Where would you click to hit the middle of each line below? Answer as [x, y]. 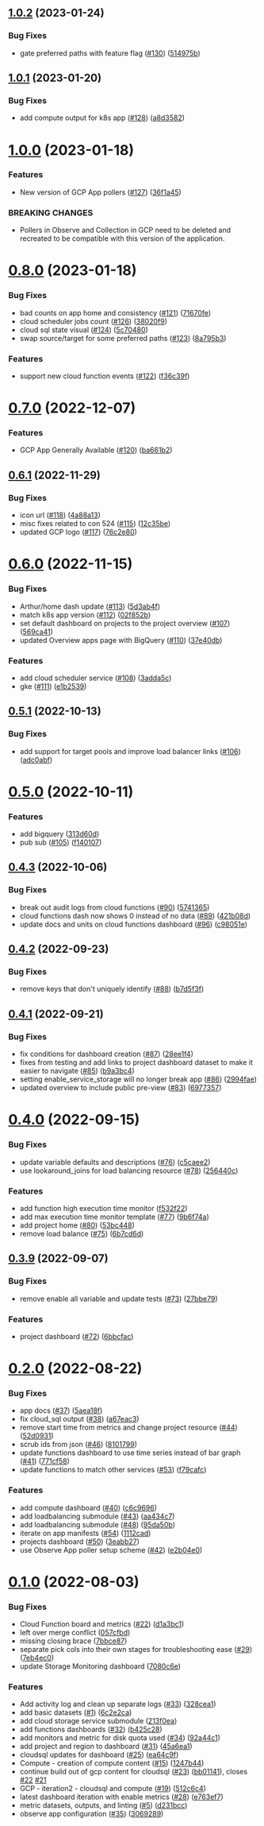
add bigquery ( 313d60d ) [59, 834]
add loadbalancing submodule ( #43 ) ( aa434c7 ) [97, 1516]
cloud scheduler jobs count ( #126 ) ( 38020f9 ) [94, 321]
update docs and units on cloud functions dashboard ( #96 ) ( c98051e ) [134, 924]
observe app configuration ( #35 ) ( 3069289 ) [92, 1814]
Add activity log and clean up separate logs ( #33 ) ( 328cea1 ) [118, 1704]
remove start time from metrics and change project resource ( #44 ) [128, 1428]
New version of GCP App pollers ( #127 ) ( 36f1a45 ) [101, 192]
